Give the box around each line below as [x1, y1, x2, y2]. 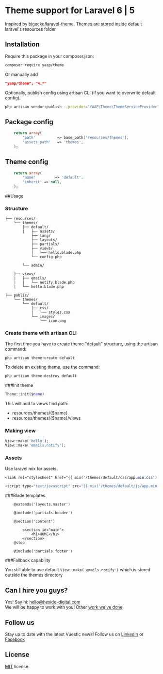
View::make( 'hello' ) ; [5, 438, 49, 443]
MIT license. [5, 663, 30, 669]
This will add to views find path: [5, 401, 69, 407]
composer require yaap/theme [5, 62, 64, 68]
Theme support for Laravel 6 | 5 [5, 5, 135, 16]
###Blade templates [5, 492, 46, 499]
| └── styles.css [31, 310, 70, 315]
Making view [5, 428, 36, 434]
